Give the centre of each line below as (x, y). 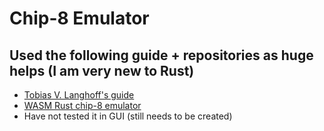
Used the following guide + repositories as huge (161, 55)
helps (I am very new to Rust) (102, 70)
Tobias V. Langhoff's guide (79, 95)
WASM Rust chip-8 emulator (82, 105)
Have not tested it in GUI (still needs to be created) (128, 116)
